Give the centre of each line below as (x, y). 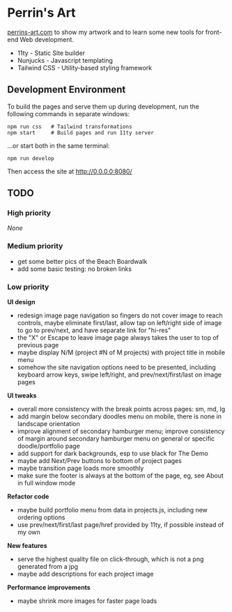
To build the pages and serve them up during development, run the (103, 107)
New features (27, 546)
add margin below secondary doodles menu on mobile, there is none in (119, 416)
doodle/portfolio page (48, 446)
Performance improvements (49, 588)
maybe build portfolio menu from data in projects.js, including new (112, 510)
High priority (29, 213)
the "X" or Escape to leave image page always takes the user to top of (118, 338)
